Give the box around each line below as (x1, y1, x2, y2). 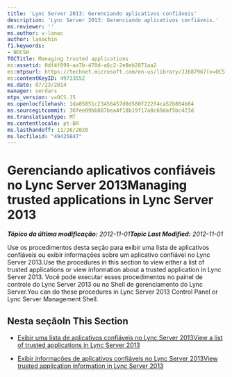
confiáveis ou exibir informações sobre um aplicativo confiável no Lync (7, 251, 210, 259)
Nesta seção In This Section (7, 315, 129, 327)
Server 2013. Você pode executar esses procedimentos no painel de (7, 273, 203, 281)
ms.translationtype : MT (7, 113, 76, 120)
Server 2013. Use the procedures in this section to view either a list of (7, 258, 205, 267)
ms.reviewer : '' (7, 23, 54, 30)
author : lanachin (7, 36, 58, 43)
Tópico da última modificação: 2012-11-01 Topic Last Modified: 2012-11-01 (7, 230, 224, 238)
